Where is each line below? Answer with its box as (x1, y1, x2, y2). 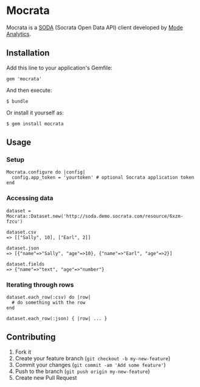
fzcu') (6, 218, 23, 225)
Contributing (6, 332, 56, 343)
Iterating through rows (6, 281, 74, 289)
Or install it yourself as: (6, 109, 64, 116)
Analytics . (6, 30, 32, 37)
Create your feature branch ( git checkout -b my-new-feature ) (15, 354, 171, 362)
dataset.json (6, 245, 40, 251)
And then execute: (6, 86, 52, 94)
